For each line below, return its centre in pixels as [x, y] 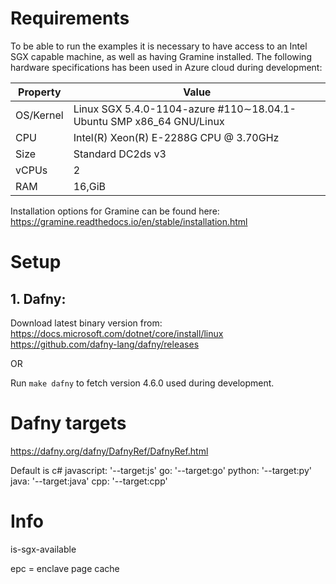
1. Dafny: [38, 298]
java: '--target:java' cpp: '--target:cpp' [89, 481]
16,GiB [89, 186]
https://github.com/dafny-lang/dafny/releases [105, 344]
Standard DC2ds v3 [120, 154]
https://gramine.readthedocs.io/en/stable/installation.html [129, 221]
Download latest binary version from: [86, 323]
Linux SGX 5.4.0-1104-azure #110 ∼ [163, 109]
